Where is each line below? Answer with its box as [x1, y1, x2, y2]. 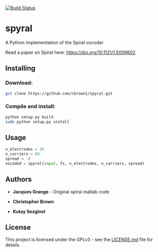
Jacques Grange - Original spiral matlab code [12, 188, 110, 194]
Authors [5, 175, 32, 184]
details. [5, 242, 21, 248]
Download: [5, 79, 33, 87]
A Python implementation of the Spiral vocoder [5, 39, 103, 45]
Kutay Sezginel [12, 208, 46, 214]
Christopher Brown [12, 199, 55, 205]
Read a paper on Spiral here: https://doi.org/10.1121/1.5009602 [5, 49, 136, 55]
